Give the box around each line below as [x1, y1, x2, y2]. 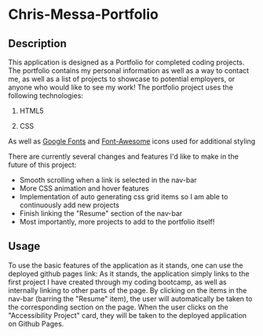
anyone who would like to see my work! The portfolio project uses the [8, 82, 234, 92]
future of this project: [8, 160, 77, 170]
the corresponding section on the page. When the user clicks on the [8, 302, 229, 312]
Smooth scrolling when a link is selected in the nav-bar [19, 175, 198, 184]
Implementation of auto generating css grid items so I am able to [19, 192, 228, 201]
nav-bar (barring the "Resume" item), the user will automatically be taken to [8, 294, 253, 303]
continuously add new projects [19, 200, 120, 210]
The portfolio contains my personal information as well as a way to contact [8, 66, 250, 75]
